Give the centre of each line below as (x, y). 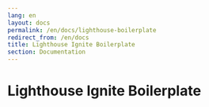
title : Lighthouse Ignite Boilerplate (71, 45)
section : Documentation (47, 52)
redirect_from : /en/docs (48, 37)
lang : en (22, 15)
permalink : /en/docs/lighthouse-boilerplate (82, 30)
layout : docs (29, 23)
